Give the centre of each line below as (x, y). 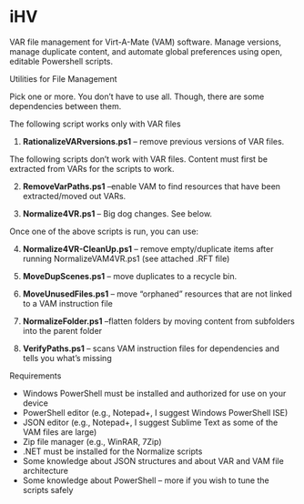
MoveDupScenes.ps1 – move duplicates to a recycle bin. (130, 276)
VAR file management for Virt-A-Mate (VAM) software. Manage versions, (146, 42)
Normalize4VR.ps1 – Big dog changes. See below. (117, 213)
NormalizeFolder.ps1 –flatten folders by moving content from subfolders (159, 321)
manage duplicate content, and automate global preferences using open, (146, 51)
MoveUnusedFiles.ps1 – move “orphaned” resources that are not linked (157, 294)
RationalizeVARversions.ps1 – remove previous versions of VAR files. (153, 141)
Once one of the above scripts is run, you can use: (104, 231)
